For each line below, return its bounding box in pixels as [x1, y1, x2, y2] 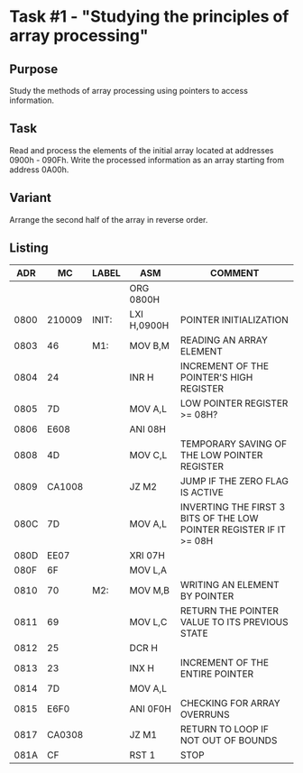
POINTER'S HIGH [179, 372, 253, 384]
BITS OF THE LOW [179, 512, 259, 525]
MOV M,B [129, 584, 170, 597]
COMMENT [210, 267, 260, 280]
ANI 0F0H [129, 703, 171, 715]
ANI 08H [129, 423, 167, 436]
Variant [9, 190, 51, 206]
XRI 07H [129, 549, 165, 562]
